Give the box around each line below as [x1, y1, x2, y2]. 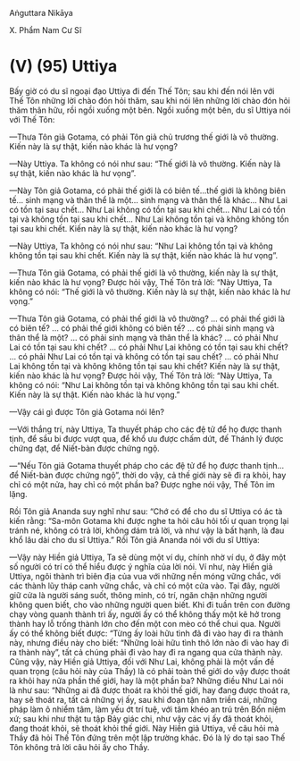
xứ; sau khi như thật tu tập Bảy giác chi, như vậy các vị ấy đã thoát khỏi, [9, 713, 274, 723]
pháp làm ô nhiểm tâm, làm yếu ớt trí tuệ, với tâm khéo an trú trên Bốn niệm [9, 704, 287, 714]
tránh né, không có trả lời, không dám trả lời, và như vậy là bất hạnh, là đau [9, 525, 285, 536]
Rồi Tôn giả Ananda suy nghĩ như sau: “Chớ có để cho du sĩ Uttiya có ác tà [9, 505, 283, 517]
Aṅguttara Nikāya [9, 8, 73, 18]
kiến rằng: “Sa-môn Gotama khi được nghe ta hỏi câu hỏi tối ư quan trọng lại [9, 515, 289, 526]
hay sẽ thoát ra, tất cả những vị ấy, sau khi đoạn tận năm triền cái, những [9, 694, 278, 705]
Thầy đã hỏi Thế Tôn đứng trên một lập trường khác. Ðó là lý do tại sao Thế [9, 732, 286, 743]
